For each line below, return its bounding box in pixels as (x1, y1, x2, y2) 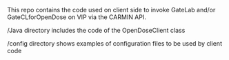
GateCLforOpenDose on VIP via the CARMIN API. (7, 13, 147, 21)
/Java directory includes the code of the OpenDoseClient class (7, 27, 186, 34)
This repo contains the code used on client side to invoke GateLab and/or (7, 6, 216, 14)
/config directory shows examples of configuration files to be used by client (7, 40, 223, 47)
